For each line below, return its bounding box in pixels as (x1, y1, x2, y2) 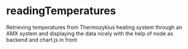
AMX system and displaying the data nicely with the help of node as (6, 30, 173, 37)
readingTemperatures (6, 4, 116, 18)
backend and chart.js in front (6, 36, 78, 43)
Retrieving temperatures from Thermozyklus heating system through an (6, 24, 183, 31)
